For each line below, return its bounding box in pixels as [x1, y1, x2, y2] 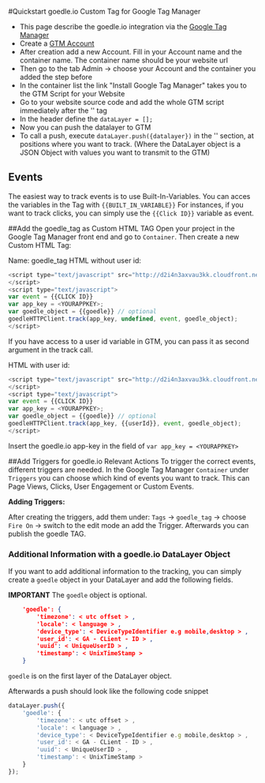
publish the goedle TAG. [8, 529, 87, 538]
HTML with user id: [8, 360, 70, 369]
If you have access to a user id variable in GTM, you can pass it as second [8, 336, 250, 346]
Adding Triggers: [8, 496, 65, 506]
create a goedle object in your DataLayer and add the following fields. [8, 575, 233, 585]
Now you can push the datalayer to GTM [19, 122, 151, 132]
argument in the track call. [8, 345, 93, 354]
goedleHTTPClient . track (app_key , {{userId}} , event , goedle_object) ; [8, 420, 242, 428]
